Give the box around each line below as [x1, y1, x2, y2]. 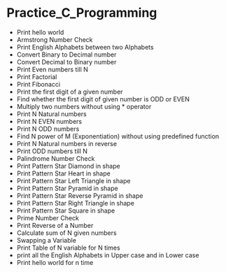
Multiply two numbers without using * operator [16, 102, 152, 110]
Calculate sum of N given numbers [16, 229, 117, 237]
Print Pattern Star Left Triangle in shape [16, 176, 131, 185]
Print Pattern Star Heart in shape [16, 169, 111, 178]
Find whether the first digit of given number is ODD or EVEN [16, 94, 190, 103]
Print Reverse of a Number [16, 221, 94, 229]
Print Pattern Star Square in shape [16, 206, 115, 215]
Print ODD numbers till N [16, 147, 88, 155]
